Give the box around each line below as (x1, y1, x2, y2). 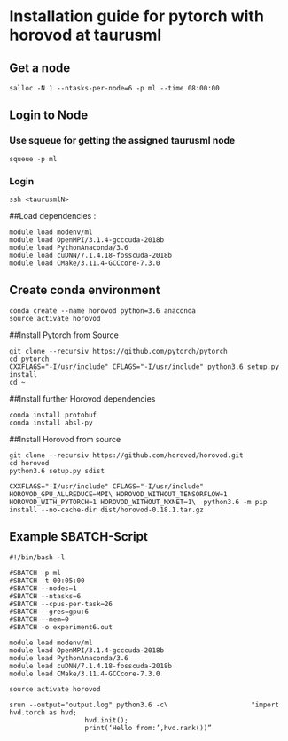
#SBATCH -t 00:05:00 (9, 576, 86, 585)
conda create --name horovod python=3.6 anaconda (9, 306, 197, 316)
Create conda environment (9, 283, 161, 298)
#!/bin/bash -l (9, 552, 66, 562)
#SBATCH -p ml (9, 568, 62, 577)
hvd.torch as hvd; (9, 707, 77, 717)
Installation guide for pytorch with (9, 6, 264, 27)
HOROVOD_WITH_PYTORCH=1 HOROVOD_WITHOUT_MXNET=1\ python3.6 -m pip (9, 497, 268, 506)
